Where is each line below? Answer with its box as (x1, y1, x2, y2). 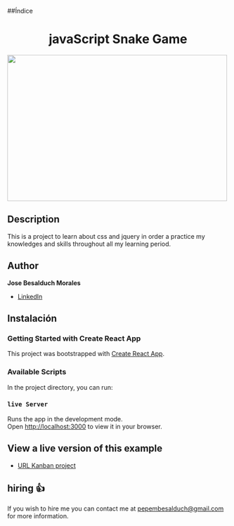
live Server (7, 400, 48, 409)
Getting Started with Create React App (7, 334, 141, 343)
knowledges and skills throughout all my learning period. (7, 239, 171, 248)
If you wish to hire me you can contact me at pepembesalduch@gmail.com (7, 504, 224, 513)
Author (7, 260, 39, 272)
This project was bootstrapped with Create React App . (7, 350, 165, 358)
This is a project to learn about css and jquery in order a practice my (7, 232, 205, 240)
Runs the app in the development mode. (7, 414, 123, 423)
